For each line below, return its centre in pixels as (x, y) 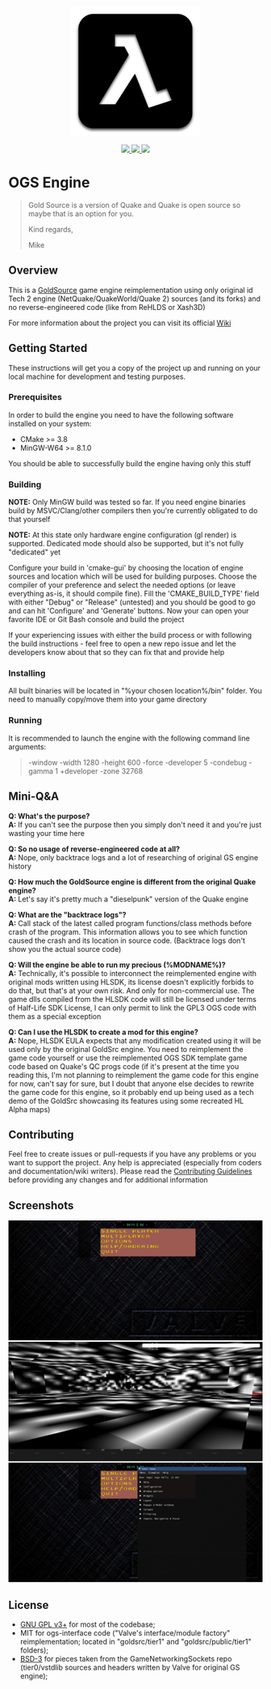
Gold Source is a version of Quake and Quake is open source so (134, 205)
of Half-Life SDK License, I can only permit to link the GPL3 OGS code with (132, 1008)
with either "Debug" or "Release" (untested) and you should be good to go (132, 602)
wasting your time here (46, 833)
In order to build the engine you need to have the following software (121, 414)
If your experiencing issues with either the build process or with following (130, 635)
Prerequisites (35, 397)
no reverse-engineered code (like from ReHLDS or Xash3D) (107, 307)
